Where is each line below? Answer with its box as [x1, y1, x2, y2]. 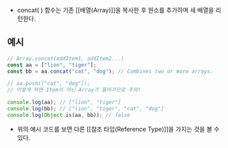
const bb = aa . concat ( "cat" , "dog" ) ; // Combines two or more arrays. [7, 68, 214, 75]
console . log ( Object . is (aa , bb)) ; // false [7, 112, 130, 119]
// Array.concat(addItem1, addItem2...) [7, 55, 125, 62]
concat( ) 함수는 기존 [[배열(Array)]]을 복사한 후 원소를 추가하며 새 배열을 [16, 6, 214, 14]
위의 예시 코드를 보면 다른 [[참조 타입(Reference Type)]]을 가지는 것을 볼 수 [16, 125, 220, 133]
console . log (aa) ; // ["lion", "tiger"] [7, 99, 122, 106]
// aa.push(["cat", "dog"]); [7, 80, 91, 87]
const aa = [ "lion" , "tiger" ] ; [7, 61, 97, 69]
